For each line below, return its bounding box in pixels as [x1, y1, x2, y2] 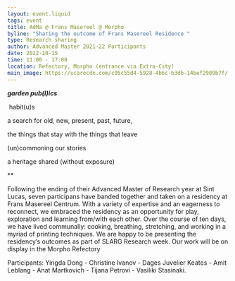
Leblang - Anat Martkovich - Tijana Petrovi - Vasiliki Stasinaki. [7, 265, 186, 274]
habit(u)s [8, 102, 35, 111]
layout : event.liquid [7, 10, 71, 18]
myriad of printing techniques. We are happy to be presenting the [7, 229, 197, 238]
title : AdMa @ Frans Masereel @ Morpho [7, 23, 125, 30]
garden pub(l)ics [7, 89, 58, 97]
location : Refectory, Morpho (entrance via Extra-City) [7, 63, 174, 70]
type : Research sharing [7, 37, 77, 44]
